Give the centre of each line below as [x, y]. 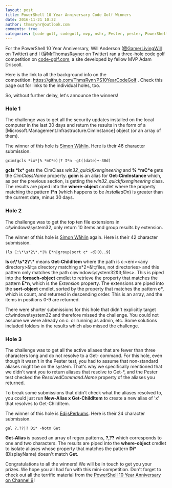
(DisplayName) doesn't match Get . [42, 454]
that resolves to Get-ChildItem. [38, 403]
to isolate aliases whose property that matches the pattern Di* [71, 449]
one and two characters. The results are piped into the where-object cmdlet [86, 443]
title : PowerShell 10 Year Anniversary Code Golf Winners [68, 15]
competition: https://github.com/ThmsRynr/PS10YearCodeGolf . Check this [84, 80]
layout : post [19, 10]
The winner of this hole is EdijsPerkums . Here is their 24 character [75, 413]
